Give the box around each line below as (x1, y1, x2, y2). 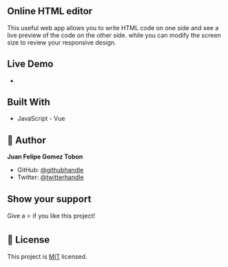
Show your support (7, 193, 92, 205)
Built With (7, 96, 50, 108)
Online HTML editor (7, 5, 93, 17)
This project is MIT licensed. (7, 252, 87, 260)
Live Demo (7, 58, 54, 70)
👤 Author (7, 134, 46, 146)
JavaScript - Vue (17, 115, 65, 123)
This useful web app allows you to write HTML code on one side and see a (7, 23, 219, 32)
